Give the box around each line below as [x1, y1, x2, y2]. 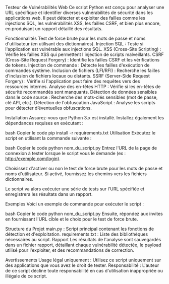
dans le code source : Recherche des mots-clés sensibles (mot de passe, [5, 94, 158, 100]
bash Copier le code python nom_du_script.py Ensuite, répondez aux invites [5, 211, 163, 217]
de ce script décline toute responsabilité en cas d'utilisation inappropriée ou [5, 268, 163, 273]
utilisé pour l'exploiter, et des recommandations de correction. [5, 247, 135, 253]
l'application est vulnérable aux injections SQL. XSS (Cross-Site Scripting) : [5, 46, 161, 52]
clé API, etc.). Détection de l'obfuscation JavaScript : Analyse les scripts [5, 100, 155, 105]
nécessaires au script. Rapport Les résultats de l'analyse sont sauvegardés [5, 237, 161, 242]
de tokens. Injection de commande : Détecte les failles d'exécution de [5, 62, 150, 68]
